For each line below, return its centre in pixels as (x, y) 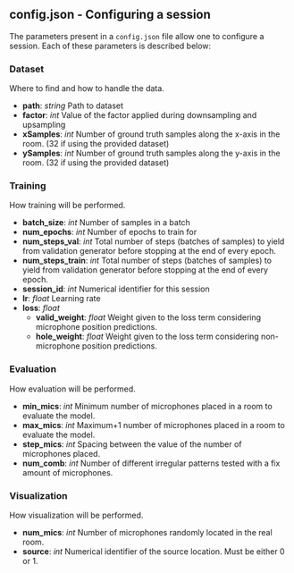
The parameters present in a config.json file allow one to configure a (137, 36)
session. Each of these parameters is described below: (110, 46)
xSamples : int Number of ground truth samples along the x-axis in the (151, 134)
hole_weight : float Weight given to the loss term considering (147, 337)
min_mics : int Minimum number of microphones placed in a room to (147, 406)
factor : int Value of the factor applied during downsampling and (139, 115)
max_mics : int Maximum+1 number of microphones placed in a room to (154, 425)
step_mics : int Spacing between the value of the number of (132, 444)
